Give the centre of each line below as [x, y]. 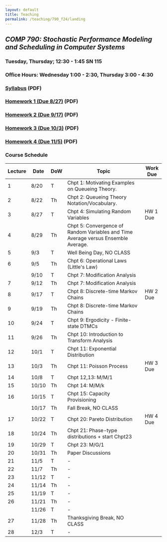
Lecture [17, 171]
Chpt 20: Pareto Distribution [100, 419]
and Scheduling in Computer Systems [65, 47]
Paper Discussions [89, 453]
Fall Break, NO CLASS [92, 408]
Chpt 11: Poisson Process [97, 366]
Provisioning [82, 400]
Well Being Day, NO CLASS [99, 253]
